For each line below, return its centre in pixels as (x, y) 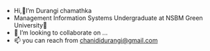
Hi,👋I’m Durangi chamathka (53, 11)
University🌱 (30, 25)
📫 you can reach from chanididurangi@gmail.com (86, 40)
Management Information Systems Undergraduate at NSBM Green (108, 18)
